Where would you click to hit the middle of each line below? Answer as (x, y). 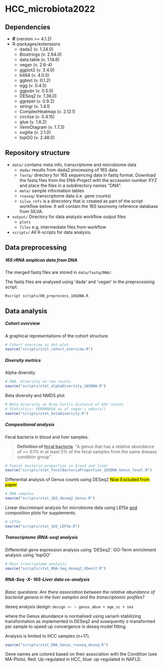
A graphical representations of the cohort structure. (57, 335)
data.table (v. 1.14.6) (39, 59)
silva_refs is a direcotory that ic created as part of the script (81, 201)
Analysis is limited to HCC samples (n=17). (48, 636)
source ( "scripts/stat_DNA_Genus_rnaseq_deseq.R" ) (57, 645)
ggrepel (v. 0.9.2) (37, 101)
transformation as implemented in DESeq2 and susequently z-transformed (80, 621)
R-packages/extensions (36, 44)
